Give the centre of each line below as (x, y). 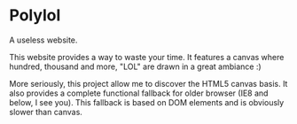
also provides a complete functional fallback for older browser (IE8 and (139, 93)
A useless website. (43, 40)
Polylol (35, 15)
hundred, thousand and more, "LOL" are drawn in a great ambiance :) (135, 66)
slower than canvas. (46, 112)
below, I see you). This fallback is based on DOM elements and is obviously (147, 102)
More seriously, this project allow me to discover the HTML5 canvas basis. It (148, 83)
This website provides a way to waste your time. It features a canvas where (147, 57)
